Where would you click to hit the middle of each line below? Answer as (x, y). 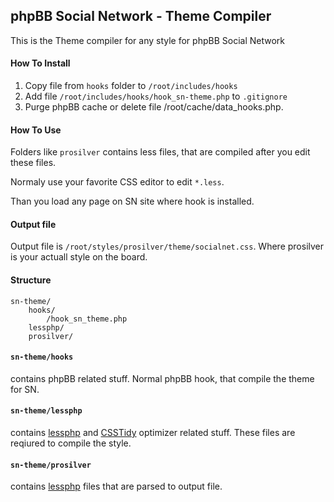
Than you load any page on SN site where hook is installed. (132, 201)
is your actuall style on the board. (79, 257)
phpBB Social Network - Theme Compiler (141, 16)
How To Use (36, 130)
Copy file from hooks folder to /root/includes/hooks (131, 86)
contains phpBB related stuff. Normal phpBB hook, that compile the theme (162, 378)
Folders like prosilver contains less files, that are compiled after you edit (160, 152)
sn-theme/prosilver (51, 465)
